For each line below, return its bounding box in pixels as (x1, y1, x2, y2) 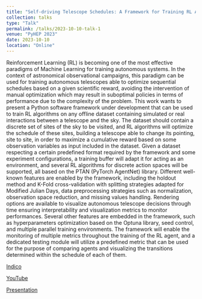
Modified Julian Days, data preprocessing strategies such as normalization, (6, 187, 193, 194)
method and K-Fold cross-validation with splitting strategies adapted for (6, 180, 185, 187)
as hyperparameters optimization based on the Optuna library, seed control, (6, 219, 194, 226)
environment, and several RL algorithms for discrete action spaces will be (6, 161, 188, 169)
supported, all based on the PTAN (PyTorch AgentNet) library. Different (6, 168, 182, 175)
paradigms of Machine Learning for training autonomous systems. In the (6, 65, 185, 72)
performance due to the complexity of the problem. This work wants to (6, 97, 182, 104)
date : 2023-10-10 (6, 37, 50, 43)
